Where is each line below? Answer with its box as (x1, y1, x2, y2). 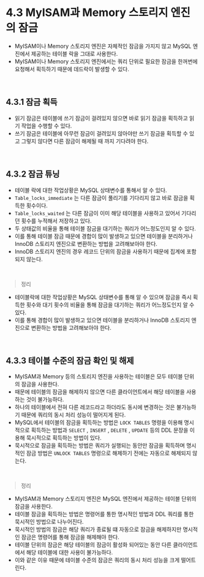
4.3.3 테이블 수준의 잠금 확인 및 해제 (6, 355, 134, 365)
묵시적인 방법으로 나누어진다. (14, 518, 84, 525)
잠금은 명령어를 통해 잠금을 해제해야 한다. (21, 533, 120, 541)
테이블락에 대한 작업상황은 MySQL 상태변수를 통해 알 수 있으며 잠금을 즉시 (14, 293, 192, 300)
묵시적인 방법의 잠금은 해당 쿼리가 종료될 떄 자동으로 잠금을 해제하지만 (14, 525, 182, 533)
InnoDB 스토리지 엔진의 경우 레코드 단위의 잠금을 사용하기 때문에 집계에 (14, 248, 185, 255)
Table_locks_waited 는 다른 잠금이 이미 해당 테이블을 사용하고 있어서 (14, 209, 180, 216)
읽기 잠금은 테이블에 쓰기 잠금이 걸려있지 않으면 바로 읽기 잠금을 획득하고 (14, 114, 188, 121)
